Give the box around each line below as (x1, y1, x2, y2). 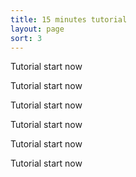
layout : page (10, 24, 65, 34)
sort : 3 (10, 33, 43, 43)
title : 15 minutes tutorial (10, 14, 128, 25)
